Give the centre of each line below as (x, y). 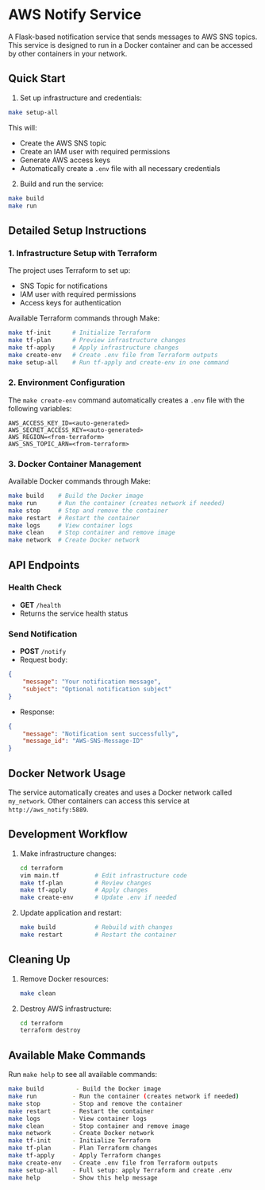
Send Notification (43, 634)
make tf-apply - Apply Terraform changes (84, 1156)
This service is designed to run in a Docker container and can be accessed (131, 45)
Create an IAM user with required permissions (95, 151)
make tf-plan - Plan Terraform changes (83, 1148)
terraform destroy (50, 1031)
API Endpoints (44, 565)
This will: (23, 127)
